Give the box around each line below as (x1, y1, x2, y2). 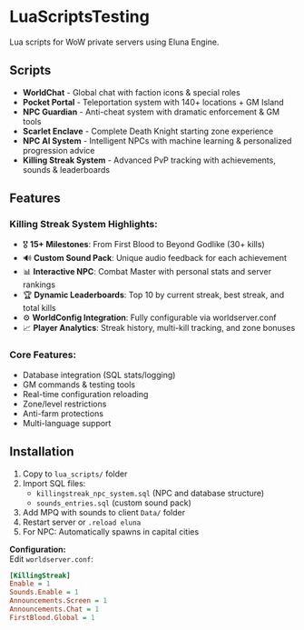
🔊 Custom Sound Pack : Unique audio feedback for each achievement (22, 253, 288, 264)
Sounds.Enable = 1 (9, 588, 79, 597)
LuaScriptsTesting (9, 6, 150, 27)
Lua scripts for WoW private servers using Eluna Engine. (9, 36, 220, 47)
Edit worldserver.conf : (9, 553, 93, 565)
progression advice (22, 145, 95, 155)
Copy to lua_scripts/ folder (22, 468, 128, 479)
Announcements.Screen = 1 (9, 596, 107, 605)
